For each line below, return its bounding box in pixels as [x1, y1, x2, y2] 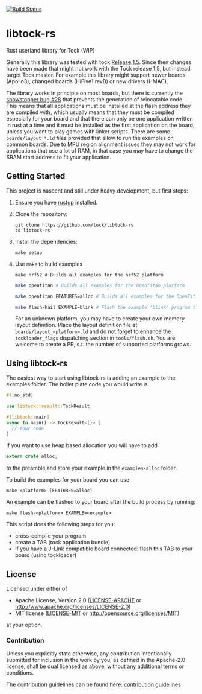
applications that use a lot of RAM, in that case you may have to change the [6, 147, 194, 154]
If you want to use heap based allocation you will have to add [6, 442, 158, 449]
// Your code [11, 425, 44, 431]
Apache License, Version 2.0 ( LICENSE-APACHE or [14, 597, 142, 604]
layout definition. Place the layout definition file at [14, 322, 138, 329]
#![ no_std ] [6, 392, 34, 398]
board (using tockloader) [14, 552, 77, 559]
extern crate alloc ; [6, 453, 58, 460]
